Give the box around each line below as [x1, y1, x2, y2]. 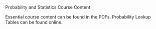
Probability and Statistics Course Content [5, 4, 91, 10]
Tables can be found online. [5, 19, 63, 25]
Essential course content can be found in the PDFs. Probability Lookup [5, 14, 151, 19]
